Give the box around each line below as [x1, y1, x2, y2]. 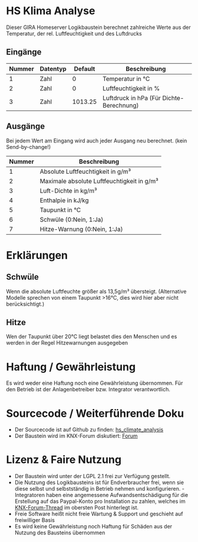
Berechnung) [102, 101, 139, 109]
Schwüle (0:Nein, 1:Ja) [39, 215, 104, 223]
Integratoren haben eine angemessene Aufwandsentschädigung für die [14, 492, 189, 499]
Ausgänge [6, 121, 45, 131]
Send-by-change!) [6, 143, 51, 150]
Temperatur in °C [102, 74, 150, 83]
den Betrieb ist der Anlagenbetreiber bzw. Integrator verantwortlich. [6, 386, 171, 393]
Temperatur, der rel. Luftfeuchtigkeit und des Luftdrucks [6, 30, 143, 37]
